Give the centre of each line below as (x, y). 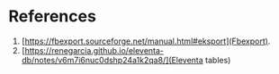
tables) (218, 60)
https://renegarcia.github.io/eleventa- (94, 50)
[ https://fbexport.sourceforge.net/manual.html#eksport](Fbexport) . (146, 41)
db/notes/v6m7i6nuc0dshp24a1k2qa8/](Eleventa (112, 60)
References (52, 16)
